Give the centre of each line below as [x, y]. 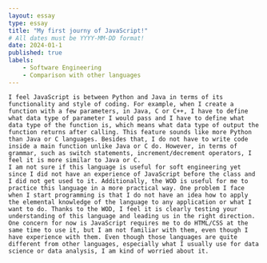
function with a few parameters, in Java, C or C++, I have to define [128, 111]
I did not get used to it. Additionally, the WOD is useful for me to [128, 181]
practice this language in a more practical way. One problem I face [127, 188]
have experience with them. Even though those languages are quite [123, 237]
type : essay [28, 23]
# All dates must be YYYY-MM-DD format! [77, 38]
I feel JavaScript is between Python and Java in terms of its [116, 97]
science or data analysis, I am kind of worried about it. [109, 251]
